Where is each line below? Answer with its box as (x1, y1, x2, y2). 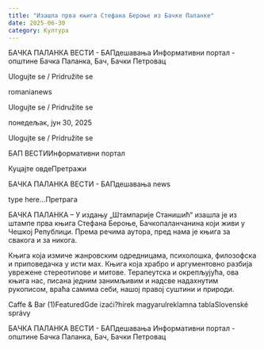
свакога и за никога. (8, 236, 78, 245)
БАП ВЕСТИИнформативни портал (8, 148, 125, 159)
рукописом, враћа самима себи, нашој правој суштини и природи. (8, 285, 235, 294)
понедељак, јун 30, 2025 (8, 118, 93, 128)
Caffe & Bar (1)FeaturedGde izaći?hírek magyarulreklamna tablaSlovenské (8, 300, 248, 309)
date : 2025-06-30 (8, 19, 66, 27)
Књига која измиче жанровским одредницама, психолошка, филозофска (8, 251, 257, 260)
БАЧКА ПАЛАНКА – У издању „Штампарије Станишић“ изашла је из (8, 210, 238, 220)
